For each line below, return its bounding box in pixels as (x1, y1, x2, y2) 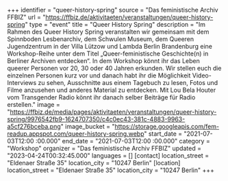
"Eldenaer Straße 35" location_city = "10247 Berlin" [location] (7, 159, 181, 167)
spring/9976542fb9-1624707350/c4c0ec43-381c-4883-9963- (7, 115, 186, 123)
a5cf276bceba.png (7, 123, 62, 130)
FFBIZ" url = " (7, 13, 46, 21)
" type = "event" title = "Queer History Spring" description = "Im (25, 21, 206, 28)
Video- (192, 71, 212, 80)
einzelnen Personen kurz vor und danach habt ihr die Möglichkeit (7, 71, 191, 80)
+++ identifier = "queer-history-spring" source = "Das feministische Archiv (7, 6, 218, 14)
